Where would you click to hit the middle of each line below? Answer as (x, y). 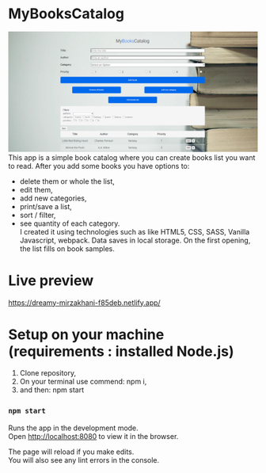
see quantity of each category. (70, 223)
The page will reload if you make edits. (71, 452)
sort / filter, (38, 215)
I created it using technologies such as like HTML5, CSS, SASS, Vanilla (135, 231)
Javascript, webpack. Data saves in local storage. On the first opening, (135, 240)
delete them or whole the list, (67, 181)
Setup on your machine (86, 334)
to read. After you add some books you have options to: (99, 166)
